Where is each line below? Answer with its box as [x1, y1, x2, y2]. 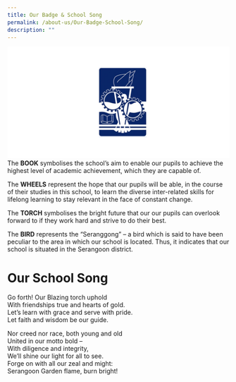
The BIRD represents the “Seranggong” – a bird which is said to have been [7, 230, 223, 239]
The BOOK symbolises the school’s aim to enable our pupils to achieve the [7, 159, 224, 167]
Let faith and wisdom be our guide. [7, 316, 109, 324]
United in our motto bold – [7, 337, 83, 345]
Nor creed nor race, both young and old [7, 329, 123, 338]
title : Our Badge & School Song [7, 11, 102, 18]
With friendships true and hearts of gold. [7, 301, 125, 309]
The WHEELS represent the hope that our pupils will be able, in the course [7, 180, 223, 189]
